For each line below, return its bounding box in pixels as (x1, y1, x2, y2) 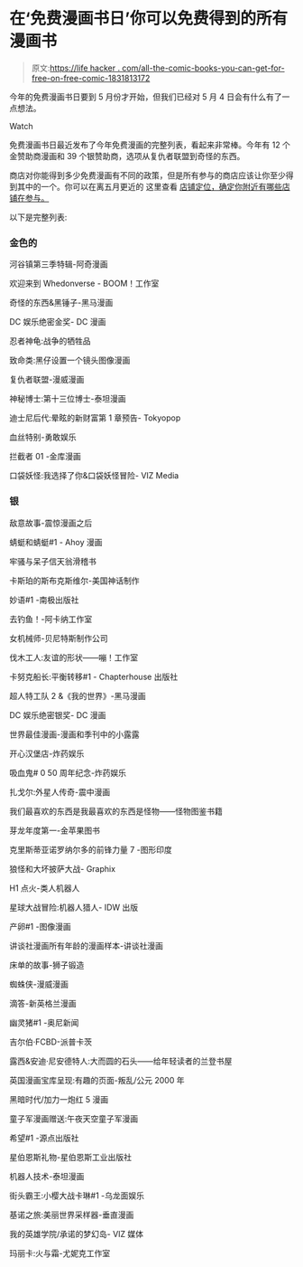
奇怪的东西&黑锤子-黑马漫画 (9, 298, 114, 308)
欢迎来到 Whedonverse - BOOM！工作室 (9, 278, 160, 289)
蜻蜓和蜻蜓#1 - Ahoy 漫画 (9, 536, 103, 547)
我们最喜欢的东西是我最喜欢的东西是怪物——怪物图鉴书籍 (9, 806, 223, 817)
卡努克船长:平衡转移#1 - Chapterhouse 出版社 (9, 671, 179, 682)
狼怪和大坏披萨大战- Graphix (9, 863, 115, 874)
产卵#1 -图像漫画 (9, 921, 71, 931)
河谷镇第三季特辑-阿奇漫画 (9, 259, 108, 269)
